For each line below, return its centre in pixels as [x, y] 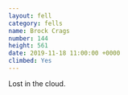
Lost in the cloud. [37, 83]
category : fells [35, 23]
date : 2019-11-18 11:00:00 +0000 [64, 53]
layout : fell [30, 16]
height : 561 [28, 46]
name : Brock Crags [39, 31]
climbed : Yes [30, 61]
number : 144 [28, 38]
